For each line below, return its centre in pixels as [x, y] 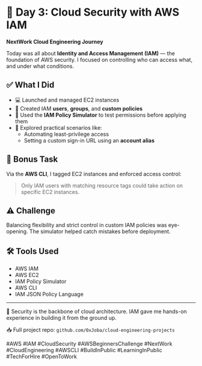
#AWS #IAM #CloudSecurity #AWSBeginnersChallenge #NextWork [89, 344]
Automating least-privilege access [66, 134]
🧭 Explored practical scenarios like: [58, 127]
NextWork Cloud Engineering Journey [55, 41]
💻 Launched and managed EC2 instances [67, 100]
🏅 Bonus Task [32, 160]
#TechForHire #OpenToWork [41, 356]
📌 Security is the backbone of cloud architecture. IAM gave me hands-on [97, 311]
